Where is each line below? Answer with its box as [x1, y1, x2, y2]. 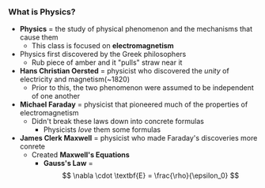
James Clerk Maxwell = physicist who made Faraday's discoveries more [19, 133, 258, 143]
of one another [31, 92, 81, 101]
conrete [19, 141, 46, 152]
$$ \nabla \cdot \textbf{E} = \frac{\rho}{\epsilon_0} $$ [62, 171, 240, 180]
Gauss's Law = [43, 159, 93, 168]
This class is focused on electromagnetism [31, 41, 174, 51]
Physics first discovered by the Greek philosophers [19, 50, 187, 59]
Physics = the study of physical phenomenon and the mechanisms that [19, 24, 253, 34]
